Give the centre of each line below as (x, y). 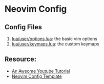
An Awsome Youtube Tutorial (41, 71)
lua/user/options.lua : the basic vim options (54, 39)
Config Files (23, 27)
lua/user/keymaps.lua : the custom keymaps (55, 44)
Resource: (21, 59)
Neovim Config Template (37, 76)
